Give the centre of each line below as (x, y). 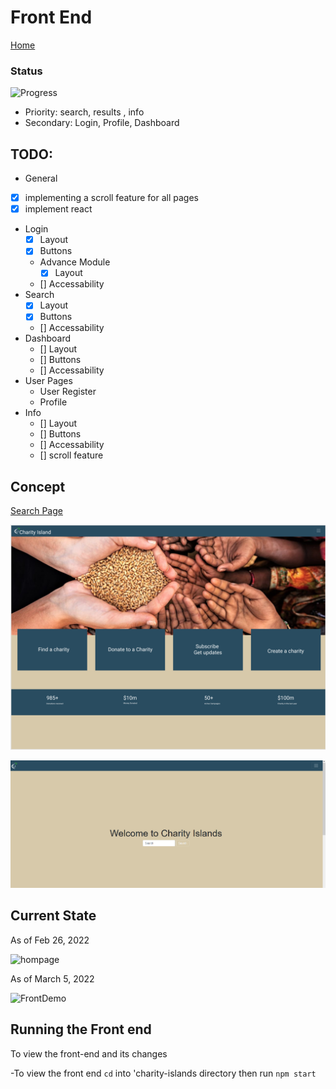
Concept (38, 486)
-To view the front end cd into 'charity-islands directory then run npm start (163, 1073)
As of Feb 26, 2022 (50, 940)
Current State (53, 916)
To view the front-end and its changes (89, 1053)
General (41, 178)
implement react (58, 209)
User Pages (48, 381)
